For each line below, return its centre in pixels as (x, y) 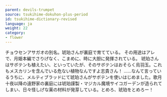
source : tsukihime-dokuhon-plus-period (47, 14)
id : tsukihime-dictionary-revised (41, 19)
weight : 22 (16, 28)
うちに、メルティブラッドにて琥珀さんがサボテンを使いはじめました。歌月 (85, 77)
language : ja (19, 24)
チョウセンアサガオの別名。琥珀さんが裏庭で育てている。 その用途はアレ (80, 52)
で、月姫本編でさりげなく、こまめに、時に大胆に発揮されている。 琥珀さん (82, 58)
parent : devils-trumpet (30, 10)
